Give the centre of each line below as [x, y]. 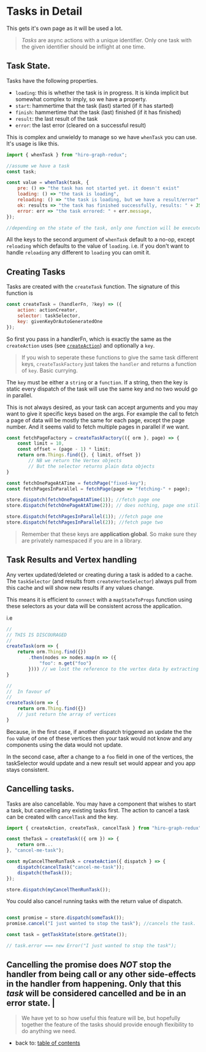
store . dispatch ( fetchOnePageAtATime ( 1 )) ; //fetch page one [83, 500]
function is [20, 293]
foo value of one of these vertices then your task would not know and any [99, 738]
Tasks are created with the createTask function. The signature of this [93, 287]
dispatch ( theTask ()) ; [45, 873]
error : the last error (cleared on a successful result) [81, 125]
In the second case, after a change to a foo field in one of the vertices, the [100, 757]
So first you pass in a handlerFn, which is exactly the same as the [89, 339]
